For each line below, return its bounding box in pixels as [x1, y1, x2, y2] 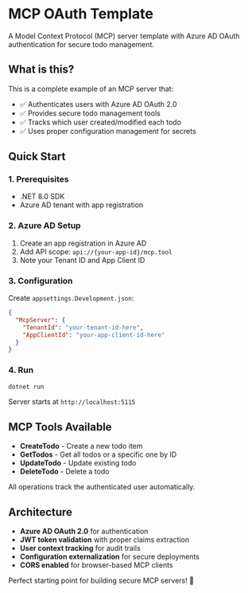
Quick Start [8, 150, 66, 163]
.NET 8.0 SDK [19, 192, 65, 202]
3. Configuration [8, 275, 73, 286]
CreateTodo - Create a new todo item [19, 442, 143, 451]
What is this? [8, 63, 75, 77]
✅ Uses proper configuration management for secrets [19, 126, 196, 135]
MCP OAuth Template [8, 5, 153, 23]
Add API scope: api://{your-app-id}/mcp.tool [19, 246, 172, 256]
